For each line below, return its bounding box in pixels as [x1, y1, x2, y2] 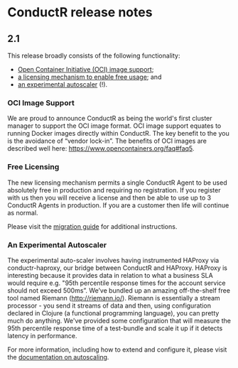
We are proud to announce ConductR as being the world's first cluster [7, 114, 212, 123]
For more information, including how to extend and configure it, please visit [7, 345, 227, 354]
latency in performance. [7, 331, 77, 340]
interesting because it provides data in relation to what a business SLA [7, 271, 213, 279]
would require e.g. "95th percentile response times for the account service [7, 278, 226, 287]
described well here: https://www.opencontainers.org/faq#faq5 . [7, 144, 195, 153]
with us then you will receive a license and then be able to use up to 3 [7, 193, 212, 202]
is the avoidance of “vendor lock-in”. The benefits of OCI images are [7, 136, 207, 146]
